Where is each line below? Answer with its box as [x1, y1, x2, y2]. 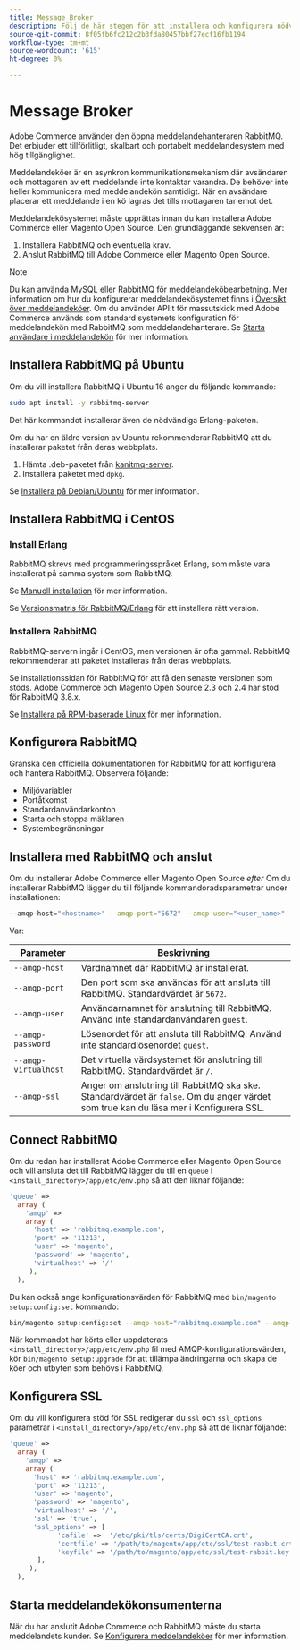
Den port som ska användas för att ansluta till [80, 976, 271, 989]
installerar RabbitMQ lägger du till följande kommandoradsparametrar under [9, 882, 288, 893]
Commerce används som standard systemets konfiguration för [9, 312, 239, 323]
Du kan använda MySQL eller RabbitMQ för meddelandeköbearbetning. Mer [9, 284, 288, 294]
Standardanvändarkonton [21, 804, 116, 815]
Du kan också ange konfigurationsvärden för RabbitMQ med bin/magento [9, 1291, 277, 1302]
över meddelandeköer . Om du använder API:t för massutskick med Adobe [9, 302, 280, 313]
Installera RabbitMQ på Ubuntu [9, 357, 185, 372]
